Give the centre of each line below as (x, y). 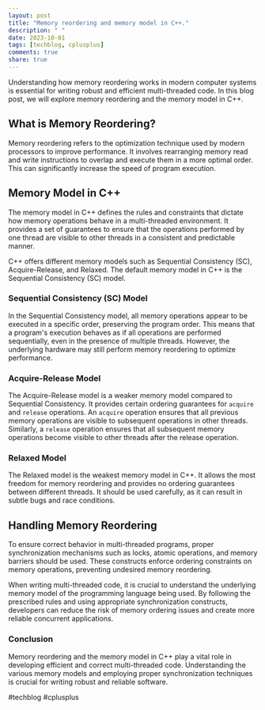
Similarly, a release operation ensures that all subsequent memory (116, 429)
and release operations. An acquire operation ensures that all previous (123, 412)
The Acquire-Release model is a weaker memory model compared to (121, 396)
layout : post (30, 15)
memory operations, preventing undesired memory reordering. (110, 570)
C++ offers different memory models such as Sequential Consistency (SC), (130, 261)
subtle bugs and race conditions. (62, 500)
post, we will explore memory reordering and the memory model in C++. (126, 99)
